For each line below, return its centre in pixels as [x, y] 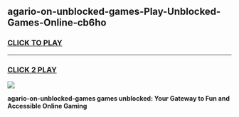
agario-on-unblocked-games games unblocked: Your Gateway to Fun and [118, 98]
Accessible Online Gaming [47, 106]
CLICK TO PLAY [35, 43]
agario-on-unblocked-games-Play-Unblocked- [114, 12]
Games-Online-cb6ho [57, 23]
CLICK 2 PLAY [32, 69]
